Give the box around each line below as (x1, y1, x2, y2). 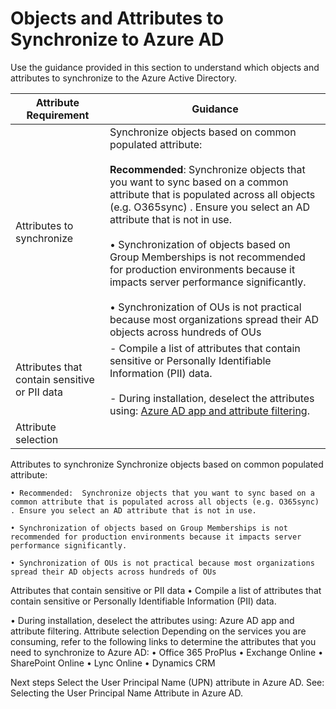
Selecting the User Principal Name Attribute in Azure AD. (10, 687, 243, 699)
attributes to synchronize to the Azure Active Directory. (10, 72, 238, 84)
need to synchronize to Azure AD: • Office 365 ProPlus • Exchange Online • (10, 646, 324, 658)
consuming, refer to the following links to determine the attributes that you (10, 635, 317, 647)
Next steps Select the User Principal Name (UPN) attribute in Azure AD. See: (10, 676, 325, 688)
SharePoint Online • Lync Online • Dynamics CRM (10, 657, 216, 669)
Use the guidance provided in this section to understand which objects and (10, 61, 320, 73)
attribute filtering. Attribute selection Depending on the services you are (10, 625, 307, 637)
